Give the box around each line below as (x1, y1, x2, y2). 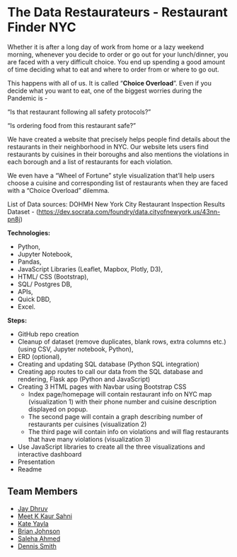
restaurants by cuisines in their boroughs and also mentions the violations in (7, 150, 229, 158)
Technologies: (7, 228, 51, 237)
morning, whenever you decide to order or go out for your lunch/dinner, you (7, 50, 229, 59)
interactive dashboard (17, 450, 82, 458)
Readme (17, 464, 42, 474)
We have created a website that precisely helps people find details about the (7, 135, 231, 143)
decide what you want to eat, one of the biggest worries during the (7, 86, 202, 95)
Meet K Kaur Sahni (17, 512, 73, 520)
